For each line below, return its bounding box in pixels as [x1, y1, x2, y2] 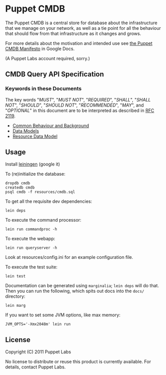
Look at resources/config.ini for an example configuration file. [5, 254, 133, 260]
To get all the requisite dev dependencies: [5, 198, 92, 204]
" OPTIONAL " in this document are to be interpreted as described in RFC [5, 107, 154, 114]
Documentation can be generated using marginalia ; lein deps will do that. [5, 283, 159, 289]
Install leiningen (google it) [5, 161, 60, 167]
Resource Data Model [12, 133, 58, 139]
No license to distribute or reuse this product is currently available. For [5, 359, 151, 365]
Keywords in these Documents [5, 85, 82, 92]
